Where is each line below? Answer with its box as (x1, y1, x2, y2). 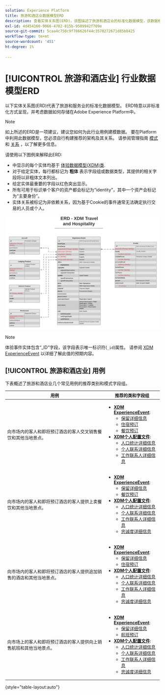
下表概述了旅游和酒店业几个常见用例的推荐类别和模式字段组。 (5, 380, 130, 386)
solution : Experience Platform (5, 8, 69, 13)
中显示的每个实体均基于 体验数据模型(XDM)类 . (12, 162, 106, 168)
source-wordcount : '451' (5, 39, 56, 44)
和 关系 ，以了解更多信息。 (5, 141, 59, 147)
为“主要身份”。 (12, 193, 43, 199)
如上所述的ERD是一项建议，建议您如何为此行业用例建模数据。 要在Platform (5, 129, 157, 135)
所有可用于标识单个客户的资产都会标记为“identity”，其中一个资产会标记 (12, 186, 156, 192)
